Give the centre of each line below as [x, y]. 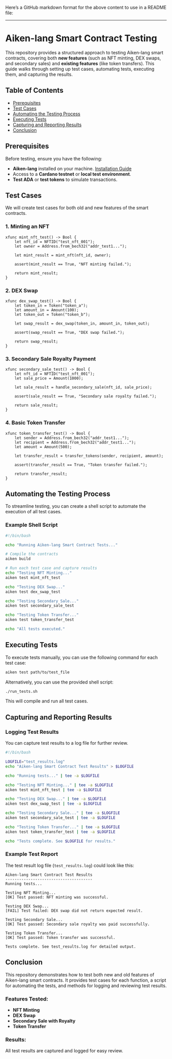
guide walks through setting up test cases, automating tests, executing [80, 69]
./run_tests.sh [21, 691]
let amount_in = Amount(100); [47, 310]
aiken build [18, 559]
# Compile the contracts [32, 554]
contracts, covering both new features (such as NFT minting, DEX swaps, [83, 58]
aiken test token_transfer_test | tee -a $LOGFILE [60, 832]
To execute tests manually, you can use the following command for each [82, 657]
